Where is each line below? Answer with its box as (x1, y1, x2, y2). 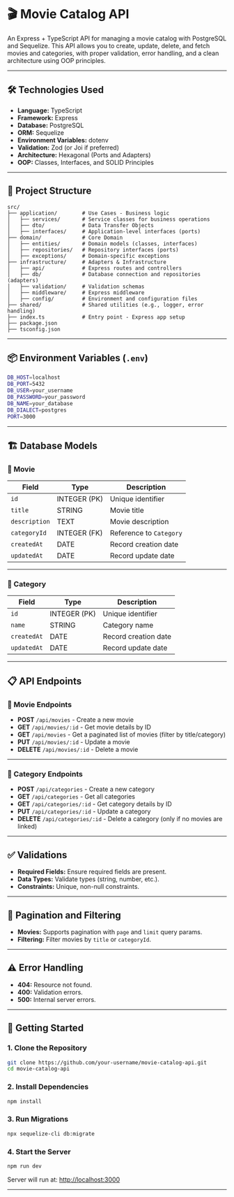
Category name (102, 621, 154, 630)
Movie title (109, 505, 144, 515)
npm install (7, 1098, 42, 1105)
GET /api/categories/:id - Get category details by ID (17, 800, 172, 808)
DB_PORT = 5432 (7, 381, 45, 388)
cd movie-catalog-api (7, 1066, 70, 1073)
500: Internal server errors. (17, 995, 96, 1003)
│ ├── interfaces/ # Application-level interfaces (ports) (7, 228, 201, 235)
